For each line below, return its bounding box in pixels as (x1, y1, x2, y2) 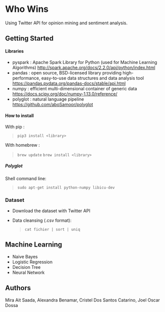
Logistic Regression (12, 259, 53, 265)
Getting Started (5, 34, 54, 43)
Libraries (5, 48, 24, 54)
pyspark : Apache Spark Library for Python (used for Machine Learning (12, 59, 157, 65)
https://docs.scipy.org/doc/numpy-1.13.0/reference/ (12, 91, 118, 97)
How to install (5, 113, 34, 119)
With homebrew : (5, 142, 41, 148)
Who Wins (5, 3, 49, 15)
